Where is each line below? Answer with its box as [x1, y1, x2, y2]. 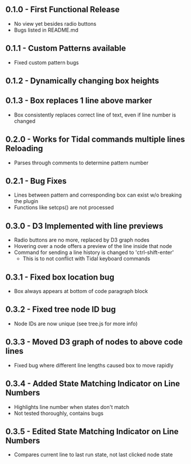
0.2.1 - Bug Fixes [5, 176, 67, 186]
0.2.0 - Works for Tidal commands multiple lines [5, 135, 185, 145]
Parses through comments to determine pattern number [13, 159, 149, 166]
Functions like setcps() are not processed [13, 204, 114, 211]
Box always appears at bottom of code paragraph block [13, 288, 148, 295]
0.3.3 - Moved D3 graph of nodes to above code [5, 337, 183, 347]
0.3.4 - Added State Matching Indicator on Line [5, 379, 180, 389]
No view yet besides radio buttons [13, 20, 97, 27]
